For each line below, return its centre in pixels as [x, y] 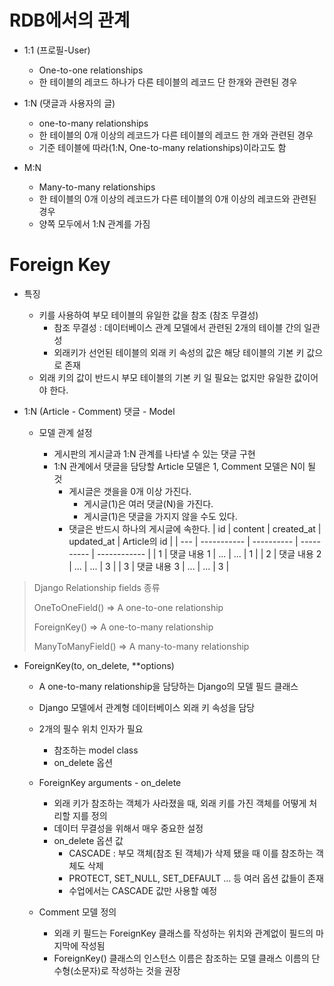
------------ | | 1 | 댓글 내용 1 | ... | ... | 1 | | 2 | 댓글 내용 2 [209, 553]
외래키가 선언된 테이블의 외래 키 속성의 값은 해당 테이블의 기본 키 [179, 352]
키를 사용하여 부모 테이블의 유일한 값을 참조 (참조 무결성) [148, 315]
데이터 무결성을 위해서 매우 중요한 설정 [128, 828]
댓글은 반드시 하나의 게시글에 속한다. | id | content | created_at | [195, 528]
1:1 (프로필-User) [57, 50]
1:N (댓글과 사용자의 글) [69, 103]
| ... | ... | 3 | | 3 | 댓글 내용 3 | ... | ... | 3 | [149, 566]
